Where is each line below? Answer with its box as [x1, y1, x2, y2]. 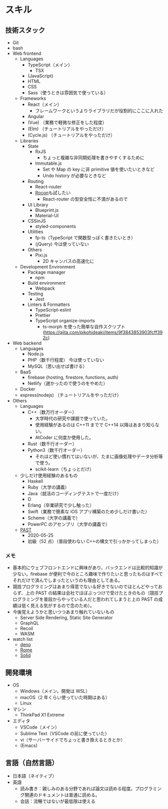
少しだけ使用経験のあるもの [20, 473, 78, 478]
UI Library [27, 202, 48, 208]
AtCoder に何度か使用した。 [35, 435, 94, 440]
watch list [12, 636, 33, 642]
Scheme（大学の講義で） [27, 515, 81, 521]
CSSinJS [27, 218, 46, 224]
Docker [20, 386, 35, 392]
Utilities [27, 228, 44, 235]
